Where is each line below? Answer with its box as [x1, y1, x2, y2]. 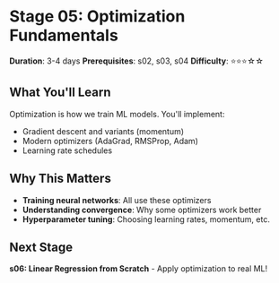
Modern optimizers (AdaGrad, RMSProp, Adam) [22, 135, 199, 146]
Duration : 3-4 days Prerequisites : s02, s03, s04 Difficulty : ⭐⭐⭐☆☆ [9, 56, 265, 66]
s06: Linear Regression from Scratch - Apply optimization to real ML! [9, 263, 268, 274]
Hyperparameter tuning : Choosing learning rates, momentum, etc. [22, 213, 271, 225]
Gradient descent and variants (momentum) [22, 125, 185, 136]
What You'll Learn [9, 85, 111, 100]
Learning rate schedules [22, 145, 113, 156]
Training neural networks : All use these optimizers [22, 194, 212, 205]
